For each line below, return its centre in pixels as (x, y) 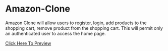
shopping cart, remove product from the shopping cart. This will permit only (84, 28)
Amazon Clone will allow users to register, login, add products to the (76, 23)
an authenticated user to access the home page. (55, 33)
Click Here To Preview (28, 43)
